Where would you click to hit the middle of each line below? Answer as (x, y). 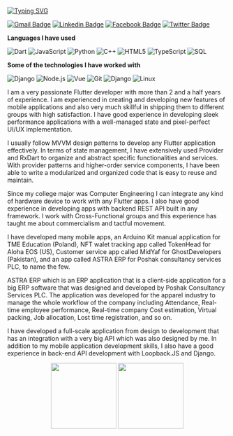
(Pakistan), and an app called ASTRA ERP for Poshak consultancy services (114, 259)
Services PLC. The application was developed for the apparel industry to (112, 295)
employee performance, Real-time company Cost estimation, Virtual (119, 310)
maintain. (20, 180)
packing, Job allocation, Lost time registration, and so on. (90, 317)
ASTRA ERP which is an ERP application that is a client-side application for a (117, 280)
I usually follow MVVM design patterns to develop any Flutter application (112, 143)
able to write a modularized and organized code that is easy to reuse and (112, 173)
